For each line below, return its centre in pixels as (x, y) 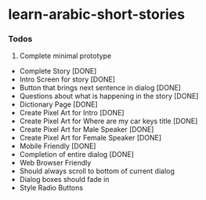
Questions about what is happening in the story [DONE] (109, 96)
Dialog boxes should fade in (64, 180)
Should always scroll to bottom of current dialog (97, 171)
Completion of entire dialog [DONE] (77, 155)
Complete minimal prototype (65, 56)
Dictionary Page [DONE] (58, 104)
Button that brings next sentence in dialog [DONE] (100, 88)
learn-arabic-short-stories (97, 15)
